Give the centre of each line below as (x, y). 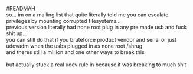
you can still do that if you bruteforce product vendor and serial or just (91, 40)
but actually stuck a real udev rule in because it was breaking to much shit (96, 65)
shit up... (17, 33)
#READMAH (21, 9)
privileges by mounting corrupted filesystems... (63, 21)
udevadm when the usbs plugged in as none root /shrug (74, 46)
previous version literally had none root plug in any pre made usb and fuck (97, 27)
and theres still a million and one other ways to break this (75, 52)
